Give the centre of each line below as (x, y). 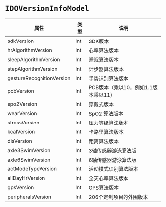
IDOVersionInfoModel (47, 9)
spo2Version (22, 104)
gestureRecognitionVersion (39, 78)
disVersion (20, 141)
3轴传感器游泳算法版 (113, 151)
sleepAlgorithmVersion (34, 59)
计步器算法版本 (106, 69)
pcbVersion (21, 91)
